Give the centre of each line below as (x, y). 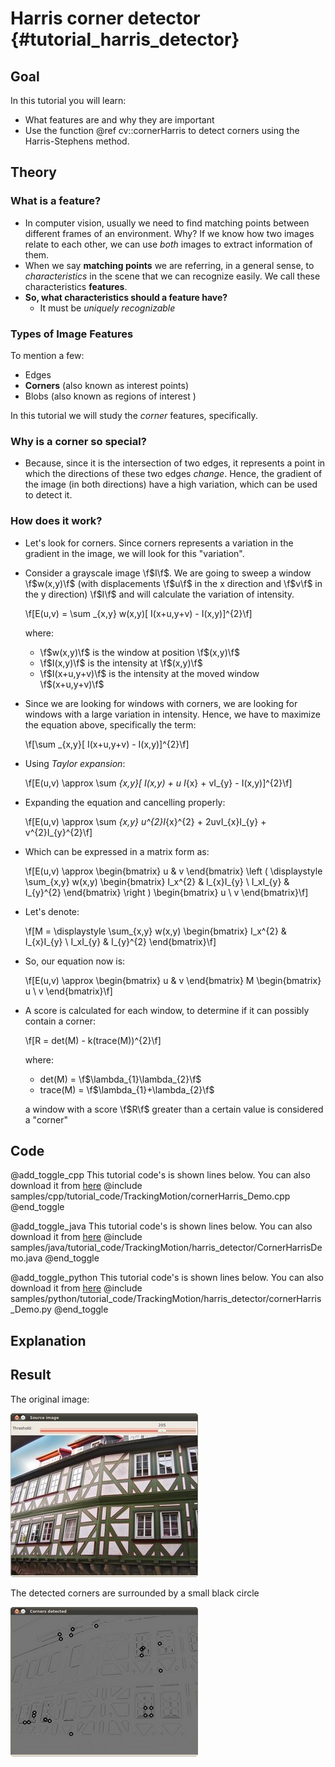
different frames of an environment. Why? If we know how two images (169, 233)
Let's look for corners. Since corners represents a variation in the (159, 543)
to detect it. (48, 495)
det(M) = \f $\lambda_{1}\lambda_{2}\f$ (120, 1079)
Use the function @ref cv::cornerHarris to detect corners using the (162, 130)
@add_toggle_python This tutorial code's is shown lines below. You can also (167, 1278)
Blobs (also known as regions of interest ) (110, 396)
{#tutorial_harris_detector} (125, 39)
